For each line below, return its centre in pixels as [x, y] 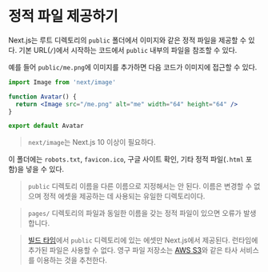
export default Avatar [46, 126]
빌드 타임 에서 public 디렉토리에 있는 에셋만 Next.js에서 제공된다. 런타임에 [143, 240]
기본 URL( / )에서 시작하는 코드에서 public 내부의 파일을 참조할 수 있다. [128, 50]
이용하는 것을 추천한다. [72, 260]
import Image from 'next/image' [62, 82]
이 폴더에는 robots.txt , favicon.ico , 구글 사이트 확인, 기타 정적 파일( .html [126, 159]
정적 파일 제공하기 [63, 16]
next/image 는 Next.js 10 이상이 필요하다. [92, 142]
